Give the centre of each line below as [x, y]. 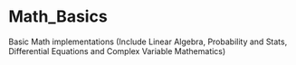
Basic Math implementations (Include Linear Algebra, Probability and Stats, [148, 42]
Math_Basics [58, 17]
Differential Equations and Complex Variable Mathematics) [117, 51]
